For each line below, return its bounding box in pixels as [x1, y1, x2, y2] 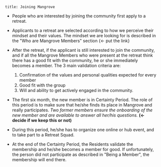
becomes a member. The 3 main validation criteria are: [12, 63, 121, 68]
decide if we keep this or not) [12, 118, 72, 123]
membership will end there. [12, 157, 67, 162]
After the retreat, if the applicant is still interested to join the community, [12, 47, 155, 53]
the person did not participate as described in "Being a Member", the [12, 152, 150, 157]
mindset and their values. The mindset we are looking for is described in [12, 33, 156, 38]
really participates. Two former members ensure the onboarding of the [12, 107, 153, 113]
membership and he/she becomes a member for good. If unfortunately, [12, 147, 154, 152]
